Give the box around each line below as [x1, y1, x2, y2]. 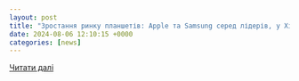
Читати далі [9, 62, 54, 73]
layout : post [9, 12, 58, 22]
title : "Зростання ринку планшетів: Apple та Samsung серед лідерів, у [9, 21, 280, 30]
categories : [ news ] [9, 37, 82, 47]
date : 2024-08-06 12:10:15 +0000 [9, 29, 133, 38]
